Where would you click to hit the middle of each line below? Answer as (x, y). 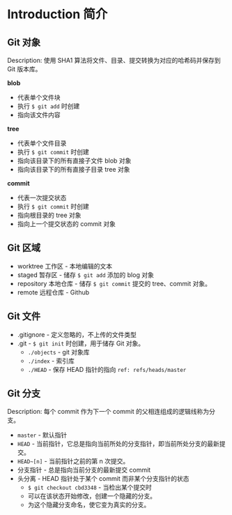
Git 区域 (24, 248)
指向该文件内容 (39, 115)
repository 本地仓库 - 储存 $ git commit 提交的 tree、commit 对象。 (114, 283)
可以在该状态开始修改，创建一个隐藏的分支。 (92, 496)
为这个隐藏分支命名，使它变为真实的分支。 (89, 505)
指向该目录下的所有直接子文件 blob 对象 (74, 161)
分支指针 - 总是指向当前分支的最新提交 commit (84, 470)
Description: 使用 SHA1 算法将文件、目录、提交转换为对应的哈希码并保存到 (114, 60)
